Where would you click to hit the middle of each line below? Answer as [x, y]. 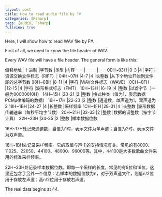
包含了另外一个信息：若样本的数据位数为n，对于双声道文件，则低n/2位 [84, 174]
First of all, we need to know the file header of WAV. [57, 51]
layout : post [18, 9]
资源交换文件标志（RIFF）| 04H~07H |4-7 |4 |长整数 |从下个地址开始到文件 [79, 76]
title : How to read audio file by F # [43, 14]
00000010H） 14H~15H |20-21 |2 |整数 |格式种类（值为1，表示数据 [80, 94]
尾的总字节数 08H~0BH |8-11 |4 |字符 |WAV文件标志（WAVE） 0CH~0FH [77, 82]
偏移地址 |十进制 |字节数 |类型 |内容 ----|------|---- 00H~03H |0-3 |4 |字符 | [81, 70]
